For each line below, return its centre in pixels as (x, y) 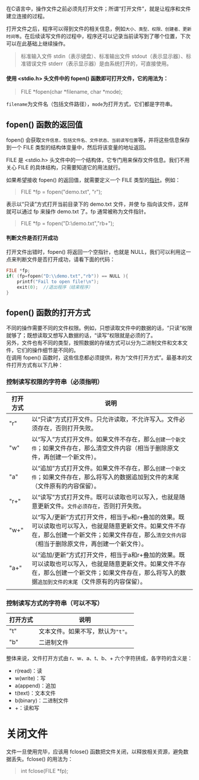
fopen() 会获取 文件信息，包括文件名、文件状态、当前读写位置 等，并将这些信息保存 (98, 140)
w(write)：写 (30, 678)
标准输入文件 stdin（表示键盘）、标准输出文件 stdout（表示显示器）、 (103, 56)
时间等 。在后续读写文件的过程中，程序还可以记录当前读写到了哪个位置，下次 (98, 36)
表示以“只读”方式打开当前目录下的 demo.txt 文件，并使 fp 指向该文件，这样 (97, 204)
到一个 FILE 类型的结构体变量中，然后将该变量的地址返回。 (78, 148)
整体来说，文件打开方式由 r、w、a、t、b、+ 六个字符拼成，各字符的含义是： (99, 658)
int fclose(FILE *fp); (44, 771)
